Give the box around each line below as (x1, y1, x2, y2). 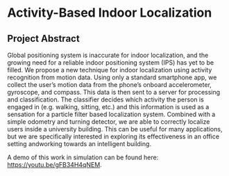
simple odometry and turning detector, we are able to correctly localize (7, 118, 210, 126)
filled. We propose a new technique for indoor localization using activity (7, 66, 212, 74)
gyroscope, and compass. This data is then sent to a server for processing (7, 88, 221, 96)
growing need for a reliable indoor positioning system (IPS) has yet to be (7, 58, 214, 67)
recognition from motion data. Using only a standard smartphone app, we (7, 73, 217, 81)
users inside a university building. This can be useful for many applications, (7, 125, 223, 133)
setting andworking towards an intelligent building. (7, 140, 151, 147)
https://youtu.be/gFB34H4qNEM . (7, 161, 102, 168)
